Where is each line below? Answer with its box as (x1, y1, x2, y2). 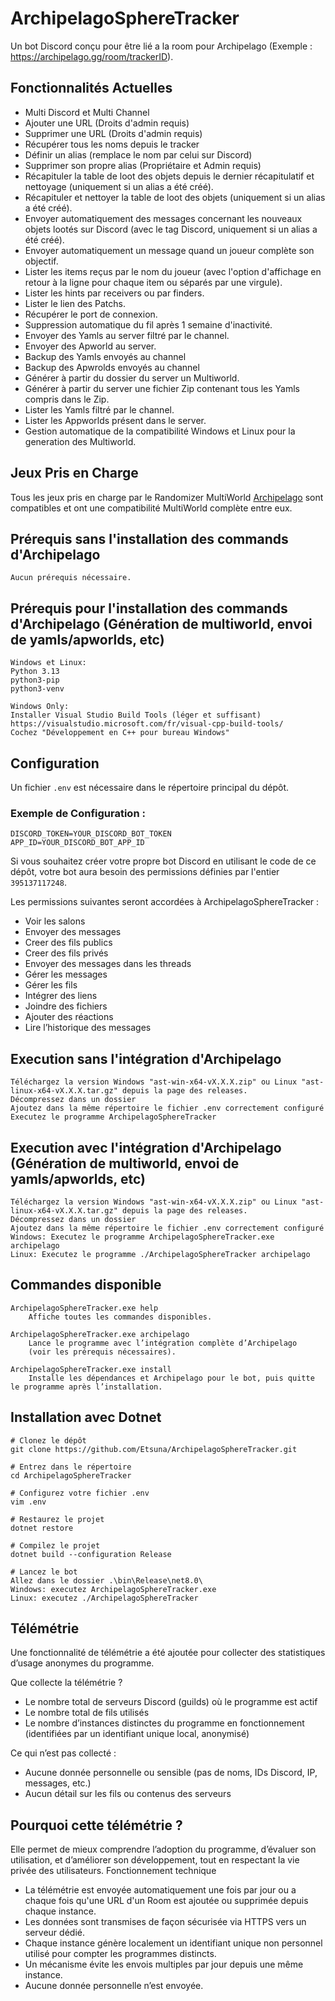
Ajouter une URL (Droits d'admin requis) (24, 117, 190, 129)
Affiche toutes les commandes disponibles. (28, 1312, 213, 1322)
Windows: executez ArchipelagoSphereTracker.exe (10, 1584, 217, 1594)
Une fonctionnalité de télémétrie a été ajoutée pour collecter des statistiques (10, 1647, 326, 1659)
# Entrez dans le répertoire (10, 1462, 132, 1472)
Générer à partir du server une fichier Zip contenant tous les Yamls (24, 382, 300, 394)
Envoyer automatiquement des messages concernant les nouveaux (24, 212, 303, 224)
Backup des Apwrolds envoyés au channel (24, 361, 200, 373)
